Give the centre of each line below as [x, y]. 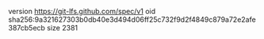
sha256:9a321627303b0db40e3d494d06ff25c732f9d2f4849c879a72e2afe [132, 19]
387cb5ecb [27, 28]
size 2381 [63, 28]
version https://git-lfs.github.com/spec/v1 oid [82, 11]
